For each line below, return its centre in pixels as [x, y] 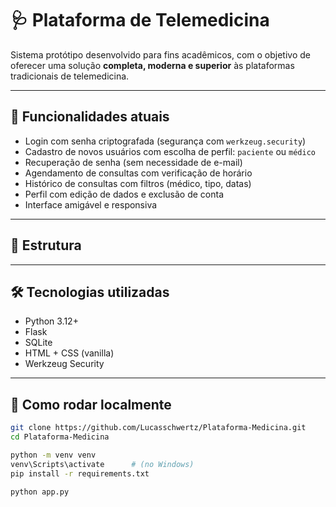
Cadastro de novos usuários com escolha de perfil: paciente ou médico [170, 151]
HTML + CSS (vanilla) [69, 353]
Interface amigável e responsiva [91, 204]
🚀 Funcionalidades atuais [90, 117]
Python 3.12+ [51, 321]
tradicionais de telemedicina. [70, 76]
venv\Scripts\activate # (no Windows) [102, 464]
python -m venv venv [53, 455]
